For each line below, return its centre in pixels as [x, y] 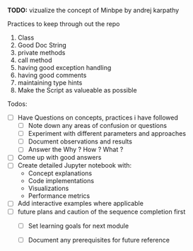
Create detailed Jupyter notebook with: [75, 165]
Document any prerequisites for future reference [99, 240]
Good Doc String [42, 45]
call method [35, 60]
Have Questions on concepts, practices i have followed [98, 117]
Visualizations [48, 188]
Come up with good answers [59, 158]
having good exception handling [64, 68]
